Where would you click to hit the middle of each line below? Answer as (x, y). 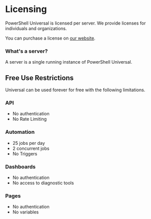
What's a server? (27, 51)
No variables (26, 212)
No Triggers (25, 153)
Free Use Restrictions (39, 78)
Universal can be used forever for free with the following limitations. (75, 90)
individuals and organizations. (36, 28)
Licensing (26, 9)
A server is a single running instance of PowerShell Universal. (69, 62)
